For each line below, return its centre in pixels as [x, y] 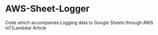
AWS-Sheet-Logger [47, 9]
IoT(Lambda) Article [26, 27]
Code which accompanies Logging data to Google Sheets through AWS [79, 22]
